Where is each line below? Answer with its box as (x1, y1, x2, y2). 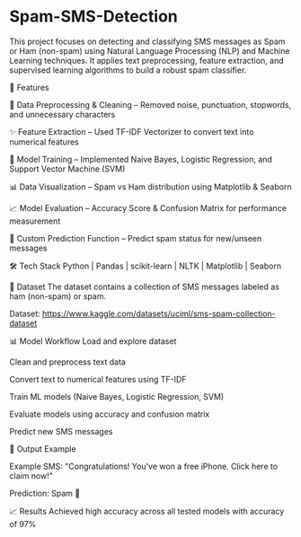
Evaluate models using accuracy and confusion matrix (9, 409, 210, 419)
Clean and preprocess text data (9, 357, 126, 367)
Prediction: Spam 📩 (9, 488, 81, 498)
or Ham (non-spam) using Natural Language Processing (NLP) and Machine (9, 45, 290, 56)
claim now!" (9, 470, 54, 481)
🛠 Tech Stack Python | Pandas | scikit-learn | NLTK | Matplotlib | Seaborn (9, 260, 281, 271)
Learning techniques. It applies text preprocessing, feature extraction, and (9, 55, 285, 66)
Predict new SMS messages (9, 426, 113, 436)
